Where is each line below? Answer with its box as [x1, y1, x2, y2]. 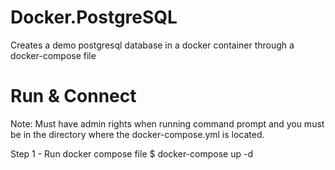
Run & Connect [10, 85, 137, 108]
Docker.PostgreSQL [10, 6, 178, 29]
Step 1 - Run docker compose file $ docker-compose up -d [10, 147, 253, 160]
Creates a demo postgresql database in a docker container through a [10, 39, 295, 51]
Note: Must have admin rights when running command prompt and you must [10, 117, 325, 130]
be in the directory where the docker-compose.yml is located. [10, 128, 265, 140]
